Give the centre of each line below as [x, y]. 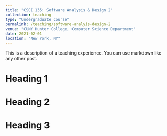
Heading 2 [28, 102]
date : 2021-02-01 [24, 34]
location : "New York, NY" [33, 39]
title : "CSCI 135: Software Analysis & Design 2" [59, 10]
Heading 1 [27, 79]
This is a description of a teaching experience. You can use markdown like [83, 53]
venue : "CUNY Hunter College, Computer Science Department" [71, 29]
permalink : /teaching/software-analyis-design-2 [58, 24]
